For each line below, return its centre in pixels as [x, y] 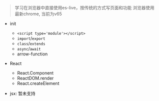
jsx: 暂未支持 [23, 93]
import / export [31, 38]
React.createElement [38, 83]
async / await [29, 49]
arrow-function [32, 54]
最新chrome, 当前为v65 [38, 14]
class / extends [31, 43]
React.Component [35, 73]
